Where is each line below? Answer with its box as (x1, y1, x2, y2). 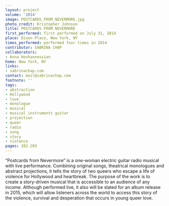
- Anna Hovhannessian (5, 54, 51, 60)
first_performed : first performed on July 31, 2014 (5, 31, 116, 36)
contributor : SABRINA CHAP (5, 45, 62, 50)
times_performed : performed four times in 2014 (5, 40, 107, 45)
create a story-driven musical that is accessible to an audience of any (5, 179, 150, 185)
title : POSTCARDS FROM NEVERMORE (5, 26, 76, 31)
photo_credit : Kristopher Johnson (5, 21, 78, 27)
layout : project (5, 7, 39, 13)
